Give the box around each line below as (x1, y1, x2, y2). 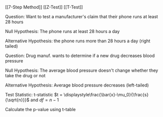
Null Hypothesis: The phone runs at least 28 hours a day (5, 29, 120, 34)
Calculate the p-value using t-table (5, 107, 76, 112)
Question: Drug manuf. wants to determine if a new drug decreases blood (5, 53, 155, 58)
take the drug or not (5, 73, 46, 78)
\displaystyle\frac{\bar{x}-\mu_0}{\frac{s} (63, 92, 149, 97)
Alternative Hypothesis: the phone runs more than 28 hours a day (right (5, 38, 151, 44)
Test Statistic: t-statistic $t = (5, 92, 63, 97)
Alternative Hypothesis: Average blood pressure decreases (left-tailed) (5, 82, 149, 88)
